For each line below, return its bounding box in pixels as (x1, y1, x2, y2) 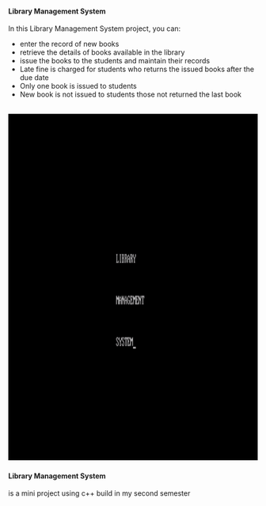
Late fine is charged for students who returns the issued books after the (19, 64, 255, 74)
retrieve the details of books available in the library (19, 48, 185, 57)
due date (19, 73, 49, 82)
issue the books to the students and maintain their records (19, 56, 211, 66)
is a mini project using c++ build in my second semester (8, 489, 191, 498)
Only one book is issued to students (19, 82, 137, 91)
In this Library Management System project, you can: (8, 24, 181, 33)
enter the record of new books (19, 40, 120, 49)
